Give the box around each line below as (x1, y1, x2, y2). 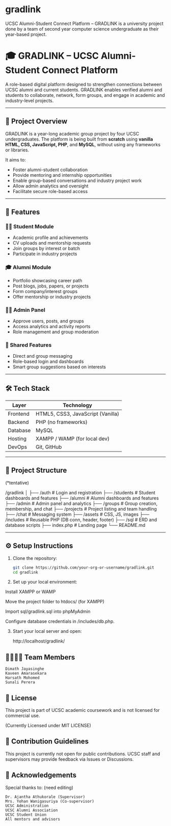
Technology (63, 402, 93, 409)
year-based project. (5, 31, 47, 37)
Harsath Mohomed (5, 675, 40, 681)
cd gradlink (12, 570, 38, 575)
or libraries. (5, 147, 30, 153)
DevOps (8, 443, 27, 450)
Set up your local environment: (12, 579, 77, 585)
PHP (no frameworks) (35, 419, 88, 426)
